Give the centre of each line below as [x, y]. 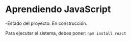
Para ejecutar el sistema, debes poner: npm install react [66, 33]
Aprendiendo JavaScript [58, 9]
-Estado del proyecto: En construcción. [46, 23]
